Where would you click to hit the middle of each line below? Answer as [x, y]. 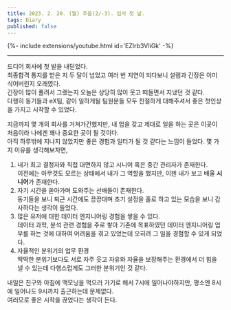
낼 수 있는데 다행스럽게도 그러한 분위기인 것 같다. [82, 268]
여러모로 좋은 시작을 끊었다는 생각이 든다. [62, 300]
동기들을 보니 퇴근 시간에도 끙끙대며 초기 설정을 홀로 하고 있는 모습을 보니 [115, 199]
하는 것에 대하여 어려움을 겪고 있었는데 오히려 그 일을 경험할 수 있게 [120, 234]
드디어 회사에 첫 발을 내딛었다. [47, 67]
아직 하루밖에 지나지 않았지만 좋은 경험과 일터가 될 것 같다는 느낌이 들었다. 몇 [110, 141]
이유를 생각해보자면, [41, 150]
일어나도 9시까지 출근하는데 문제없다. [64, 291]
